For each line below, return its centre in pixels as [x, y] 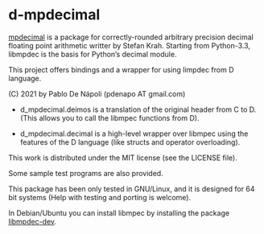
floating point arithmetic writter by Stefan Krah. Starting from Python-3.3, [130, 45]
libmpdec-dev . [33, 221]
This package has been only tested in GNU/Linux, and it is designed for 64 [132, 189]
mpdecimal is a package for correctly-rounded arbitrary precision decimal [131, 37]
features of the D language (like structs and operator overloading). [130, 142]
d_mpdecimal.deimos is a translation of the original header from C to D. [138, 109]
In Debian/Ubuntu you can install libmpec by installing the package [119, 213]
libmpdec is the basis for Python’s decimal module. [93, 54]
